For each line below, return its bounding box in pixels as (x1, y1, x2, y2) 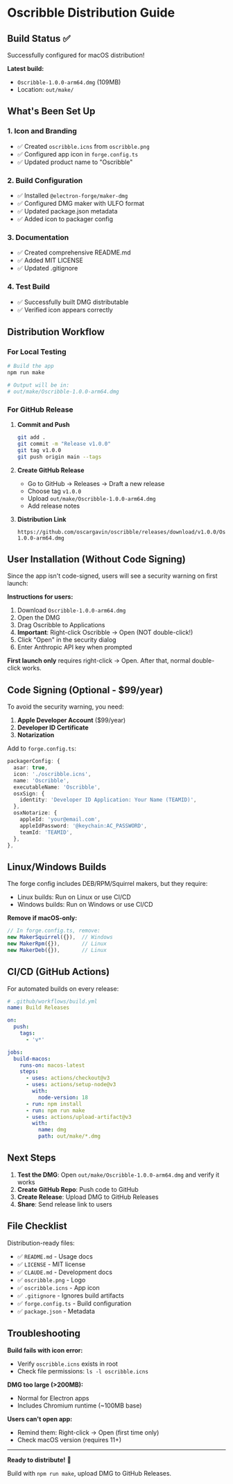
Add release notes (27, 501, 80, 510)
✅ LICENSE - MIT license (17, 1260, 86, 1268)
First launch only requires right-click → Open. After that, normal (7, 656, 191, 665)
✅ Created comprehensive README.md (17, 248, 131, 257)
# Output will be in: (7, 382, 70, 389)
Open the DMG (17, 613, 60, 622)
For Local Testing (7, 346, 67, 356)
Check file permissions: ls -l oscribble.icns (17, 1366, 149, 1375)
